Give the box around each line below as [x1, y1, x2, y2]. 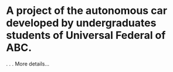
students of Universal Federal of [6, 29, 166, 42]
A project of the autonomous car [6, 4, 168, 17]
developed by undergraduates [6, 16, 157, 30]
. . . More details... [6, 60, 50, 67]
